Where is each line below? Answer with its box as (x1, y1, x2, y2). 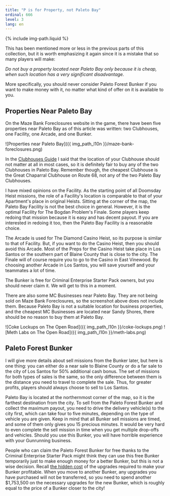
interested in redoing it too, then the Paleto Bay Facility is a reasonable (5, 220, 153, 226)
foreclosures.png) (5, 146, 43, 152)
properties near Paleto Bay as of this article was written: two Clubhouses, (5, 125, 159, 132)
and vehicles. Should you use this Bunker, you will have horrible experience (5, 432, 163, 438)
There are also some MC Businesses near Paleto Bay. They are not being (5, 292, 158, 299)
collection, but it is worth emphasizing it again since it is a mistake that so (5, 51, 159, 57)
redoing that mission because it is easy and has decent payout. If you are (5, 214, 158, 221)
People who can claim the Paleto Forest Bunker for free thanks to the (5, 447, 150, 453)
